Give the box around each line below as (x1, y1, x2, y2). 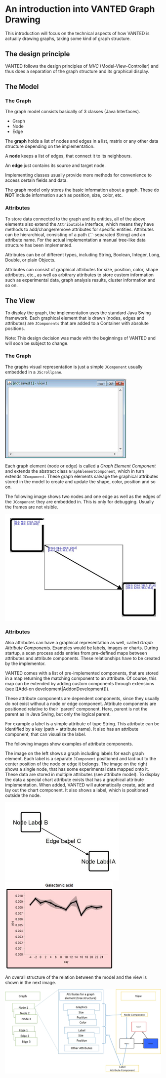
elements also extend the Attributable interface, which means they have (5, 221, 154, 227)
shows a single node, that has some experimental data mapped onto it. (5, 766, 149, 772)
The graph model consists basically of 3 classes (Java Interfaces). (5, 109, 140, 115)
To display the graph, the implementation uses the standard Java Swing (5, 310, 151, 316)
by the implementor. (5, 661, 46, 666)
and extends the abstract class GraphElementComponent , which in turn (5, 468, 145, 474)
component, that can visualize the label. (5, 731, 86, 737)
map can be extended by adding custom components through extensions (5, 681, 155, 687)
